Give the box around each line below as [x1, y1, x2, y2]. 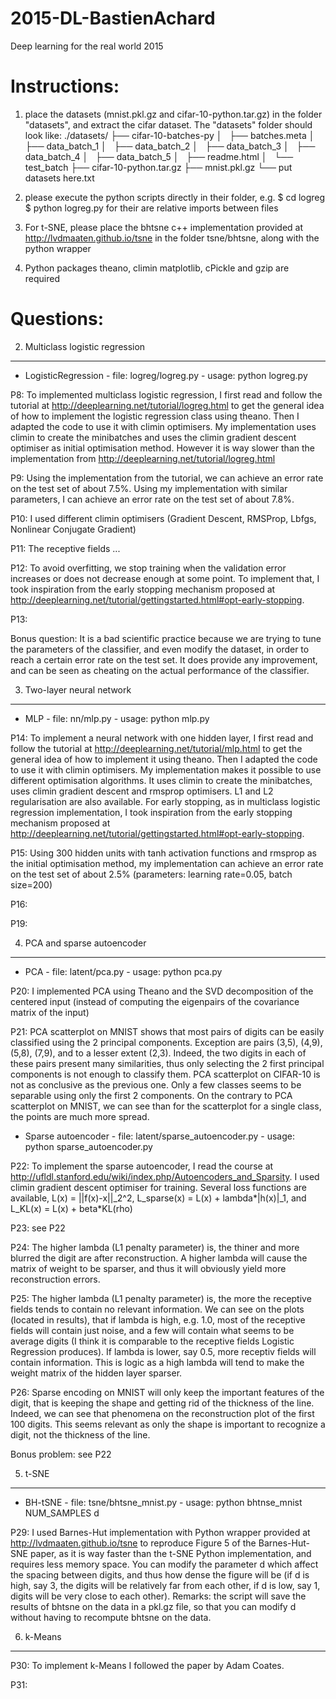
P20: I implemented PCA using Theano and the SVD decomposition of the [10, 985, 314, 997]
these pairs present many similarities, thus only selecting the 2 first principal [10, 1057, 325, 1069]
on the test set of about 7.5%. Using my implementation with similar [10, 482, 288, 494]
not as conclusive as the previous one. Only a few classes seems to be [10, 1078, 302, 1091]
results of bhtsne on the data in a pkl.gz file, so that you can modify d [10, 1600, 297, 1612]
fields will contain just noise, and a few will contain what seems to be [10, 1324, 295, 1336]
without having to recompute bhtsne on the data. [10, 1611, 212, 1623]
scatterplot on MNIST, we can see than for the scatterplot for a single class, [10, 1100, 322, 1112]
